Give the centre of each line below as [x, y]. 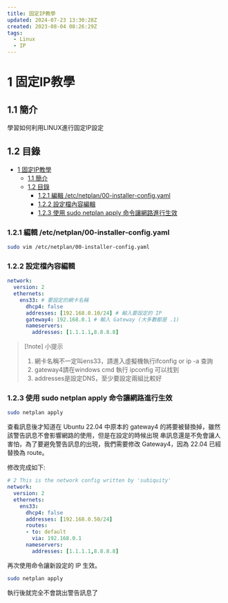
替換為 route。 [28, 453]
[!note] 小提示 [44, 346]
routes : [37, 526]
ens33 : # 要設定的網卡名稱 [54, 300]
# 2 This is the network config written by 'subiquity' [89, 481]
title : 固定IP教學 [32, 13]
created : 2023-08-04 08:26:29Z [52, 26]
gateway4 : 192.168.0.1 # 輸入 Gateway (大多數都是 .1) [102, 319]
